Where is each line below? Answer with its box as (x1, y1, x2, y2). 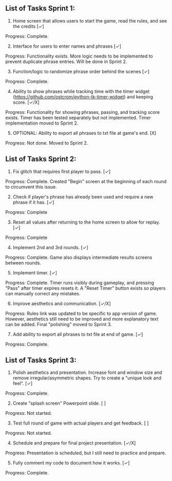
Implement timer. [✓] (12, 269, 58, 276)
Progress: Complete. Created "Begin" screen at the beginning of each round (5, 178, 167, 184)
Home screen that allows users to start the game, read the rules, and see (12, 17, 167, 24)
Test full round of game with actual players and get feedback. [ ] (12, 420, 149, 426)
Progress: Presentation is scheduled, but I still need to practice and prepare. (5, 450, 166, 456)
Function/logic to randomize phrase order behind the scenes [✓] (12, 68, 150, 74)
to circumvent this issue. (5, 184, 58, 190)
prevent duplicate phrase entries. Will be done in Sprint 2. (5, 58, 127, 65)
